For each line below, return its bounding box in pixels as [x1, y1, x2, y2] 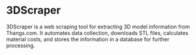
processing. [6, 42, 36, 49]
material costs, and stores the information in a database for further [6, 35, 170, 43]
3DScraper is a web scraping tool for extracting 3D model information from [6, 23, 190, 30]
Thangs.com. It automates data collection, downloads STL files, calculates [6, 29, 189, 36]
